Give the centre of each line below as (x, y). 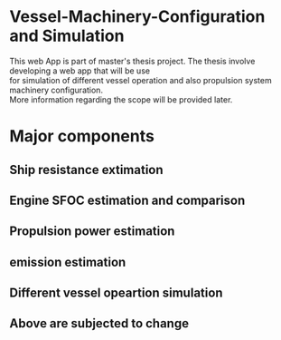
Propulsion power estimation (92, 232)
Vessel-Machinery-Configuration (137, 17)
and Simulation (67, 36)
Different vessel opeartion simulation (116, 293)
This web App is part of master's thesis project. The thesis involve (132, 61)
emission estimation (68, 262)
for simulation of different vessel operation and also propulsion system (141, 80)
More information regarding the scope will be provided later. (121, 99)
